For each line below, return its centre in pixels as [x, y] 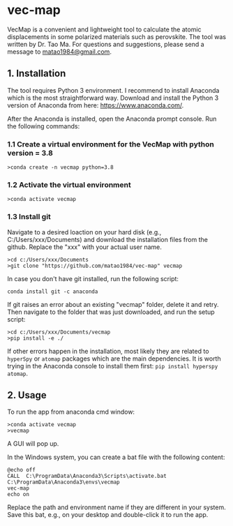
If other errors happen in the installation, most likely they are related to [108, 351]
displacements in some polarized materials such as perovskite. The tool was [117, 36]
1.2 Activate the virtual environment [69, 185]
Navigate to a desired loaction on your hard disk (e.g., [84, 232]
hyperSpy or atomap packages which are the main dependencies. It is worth [114, 359]
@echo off [22, 470]
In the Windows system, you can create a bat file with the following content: [116, 457]
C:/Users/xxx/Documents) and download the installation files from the [107, 239]
